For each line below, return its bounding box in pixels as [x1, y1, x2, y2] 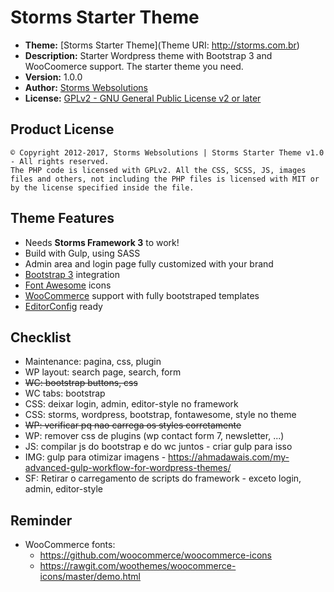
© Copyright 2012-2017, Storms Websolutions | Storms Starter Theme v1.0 [10, 147, 325, 158]
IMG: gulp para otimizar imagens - [24, 451, 167, 463]
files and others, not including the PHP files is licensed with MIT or [10, 174, 320, 184]
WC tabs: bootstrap [24, 387, 106, 400]
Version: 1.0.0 [24, 71, 83, 83]
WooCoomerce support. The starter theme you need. [24, 60, 244, 72]
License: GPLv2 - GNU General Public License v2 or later [24, 92, 262, 104]
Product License [10, 121, 115, 138]
